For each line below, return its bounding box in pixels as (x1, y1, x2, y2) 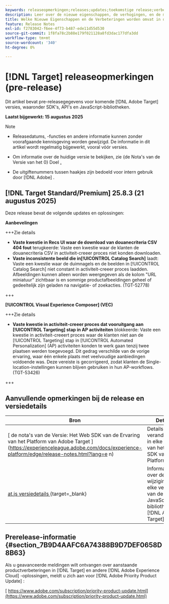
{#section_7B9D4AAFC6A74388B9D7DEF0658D (5, 540, 162, 549)
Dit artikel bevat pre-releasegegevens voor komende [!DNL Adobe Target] (5, 98, 158, 104)
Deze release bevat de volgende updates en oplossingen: (5, 210, 125, 216)
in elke (147, 438, 162, 445)
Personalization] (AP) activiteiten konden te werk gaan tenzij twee (12, 343, 149, 349)
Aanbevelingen (5, 220, 38, 226)
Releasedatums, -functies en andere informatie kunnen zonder (12, 133, 143, 139)
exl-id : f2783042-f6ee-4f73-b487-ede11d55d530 (5, 26, 105, 31)
